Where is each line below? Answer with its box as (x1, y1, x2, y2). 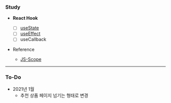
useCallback (20, 37, 47, 43)
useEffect (20, 30, 41, 37)
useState (20, 25, 39, 31)
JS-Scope (20, 56, 42, 62)
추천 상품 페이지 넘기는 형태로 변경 (20, 92, 89, 98)
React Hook (12, 15, 38, 21)
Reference (12, 47, 35, 53)
